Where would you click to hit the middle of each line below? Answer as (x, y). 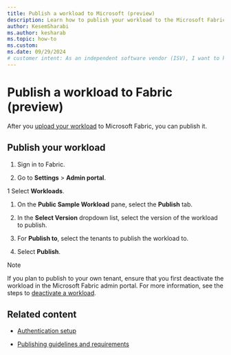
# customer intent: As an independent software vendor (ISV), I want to (113, 58)
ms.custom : (23, 45)
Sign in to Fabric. (41, 164)
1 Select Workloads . (36, 191)
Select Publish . (38, 251)
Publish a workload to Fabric (90, 92)
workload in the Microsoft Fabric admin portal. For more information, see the (115, 286)
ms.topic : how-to (32, 39)
